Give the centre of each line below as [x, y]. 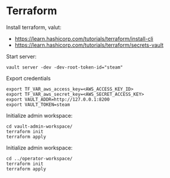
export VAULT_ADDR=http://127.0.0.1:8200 [58, 99]
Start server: [21, 56]
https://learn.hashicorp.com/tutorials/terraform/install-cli [84, 38]
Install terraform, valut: [34, 27]
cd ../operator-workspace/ [39, 158]
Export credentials [28, 78]
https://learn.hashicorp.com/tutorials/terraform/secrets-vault [89, 45]
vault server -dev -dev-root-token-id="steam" [65, 67]
